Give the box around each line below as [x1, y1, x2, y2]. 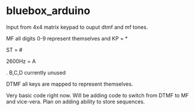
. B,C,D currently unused [6, 69, 66, 76]
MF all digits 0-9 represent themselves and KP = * [6, 35, 128, 42]
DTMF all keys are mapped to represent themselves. [6, 80, 134, 88]
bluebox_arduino [6, 4, 90, 18]
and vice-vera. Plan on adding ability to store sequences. [6, 98, 145, 105]
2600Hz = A [6, 58, 36, 65]
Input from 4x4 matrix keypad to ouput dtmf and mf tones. [6, 23, 148, 31]
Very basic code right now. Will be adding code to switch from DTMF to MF [6, 92, 189, 99]
